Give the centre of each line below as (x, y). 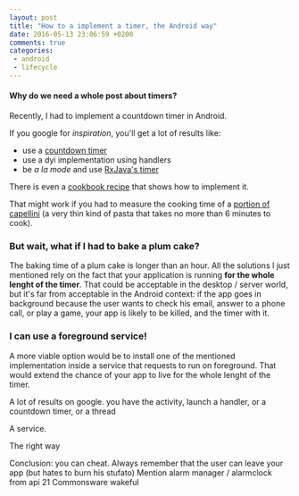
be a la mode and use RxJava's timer (90, 170)
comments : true (37, 42)
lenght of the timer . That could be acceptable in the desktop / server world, (149, 285)
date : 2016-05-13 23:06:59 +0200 (71, 34)
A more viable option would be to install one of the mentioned (122, 356)
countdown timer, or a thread (62, 411)
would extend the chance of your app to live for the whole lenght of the (140, 374)
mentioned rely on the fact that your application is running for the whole (142, 275)
